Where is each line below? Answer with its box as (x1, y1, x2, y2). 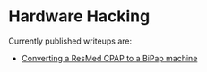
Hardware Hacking (8, 6, 151, 27)
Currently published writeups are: (8, 36, 132, 46)
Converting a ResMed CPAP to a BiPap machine (21, 52, 198, 63)
